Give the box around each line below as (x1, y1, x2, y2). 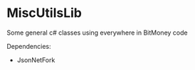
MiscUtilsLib (6, 5, 83, 21)
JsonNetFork (16, 55, 56, 64)
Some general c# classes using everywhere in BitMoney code (6, 28, 188, 37)
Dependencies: (6, 42, 51, 50)
